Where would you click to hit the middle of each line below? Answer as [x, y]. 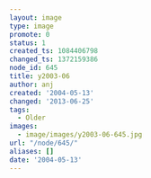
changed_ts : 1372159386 [54, 59]
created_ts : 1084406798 [54, 51]
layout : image [36, 18]
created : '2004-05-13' [52, 93]
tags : [19, 110]
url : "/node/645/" [44, 143]
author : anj [31, 85]
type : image [31, 26]
